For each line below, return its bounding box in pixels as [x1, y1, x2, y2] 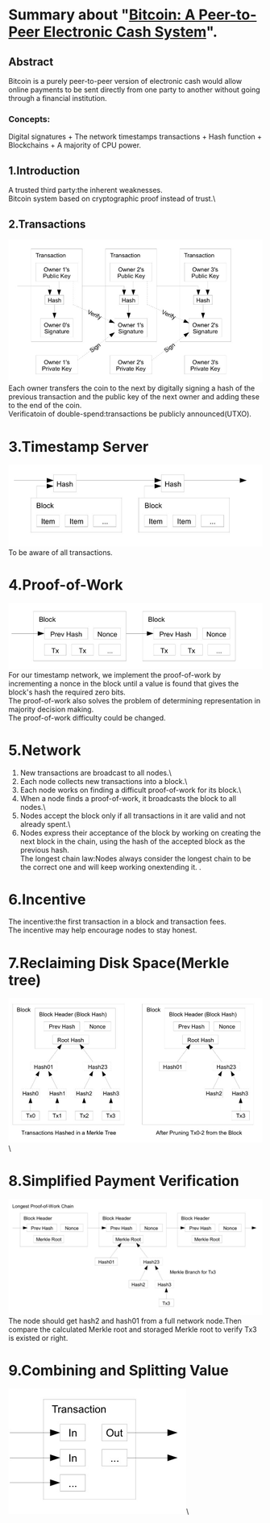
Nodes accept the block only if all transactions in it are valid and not [19, 811, 246, 820]
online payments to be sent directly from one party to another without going [8, 85, 260, 94]
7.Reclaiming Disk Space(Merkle [8, 953, 230, 972]
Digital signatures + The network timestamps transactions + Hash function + [8, 131, 263, 142]
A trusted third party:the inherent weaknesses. [8, 186, 163, 195]
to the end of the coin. [8, 401, 82, 411]
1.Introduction [8, 164, 81, 177]
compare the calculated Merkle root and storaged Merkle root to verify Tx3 [8, 1325, 258, 1334]
